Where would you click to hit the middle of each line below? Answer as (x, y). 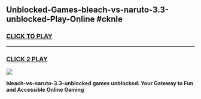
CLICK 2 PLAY (27, 59)
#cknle (109, 19)
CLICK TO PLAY (29, 37)
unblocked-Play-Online (51, 19)
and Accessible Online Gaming (45, 89)
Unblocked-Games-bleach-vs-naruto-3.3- (88, 10)
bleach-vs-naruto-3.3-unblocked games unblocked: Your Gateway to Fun (100, 83)
